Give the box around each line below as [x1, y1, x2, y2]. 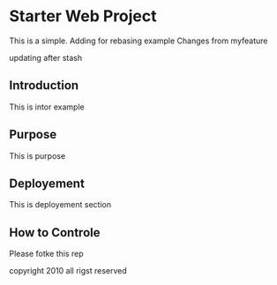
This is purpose [9, 150, 66, 161]
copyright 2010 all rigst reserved [9, 266, 128, 276]
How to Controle [9, 225, 101, 240]
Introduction [9, 78, 79, 94]
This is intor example [9, 101, 86, 112]
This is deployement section [9, 199, 112, 210]
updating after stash [9, 52, 82, 63]
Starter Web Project [9, 6, 157, 26]
